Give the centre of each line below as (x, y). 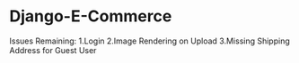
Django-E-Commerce (91, 16)
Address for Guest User (53, 50)
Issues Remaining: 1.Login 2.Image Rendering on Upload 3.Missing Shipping (149, 41)
